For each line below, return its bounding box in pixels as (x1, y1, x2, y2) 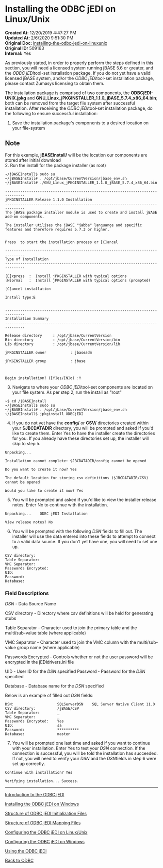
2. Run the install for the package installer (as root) (5, 162, 106, 168)
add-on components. (5, 214, 45, 219)
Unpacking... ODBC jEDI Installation (5, 511, 88, 516)
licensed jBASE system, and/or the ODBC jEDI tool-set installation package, (5, 75, 154, 81)
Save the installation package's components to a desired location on (12, 120, 149, 126)
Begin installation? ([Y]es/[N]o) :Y (5, 375, 81, 381)
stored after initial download (5, 157, 61, 163)
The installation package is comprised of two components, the (5, 90, 130, 96)
